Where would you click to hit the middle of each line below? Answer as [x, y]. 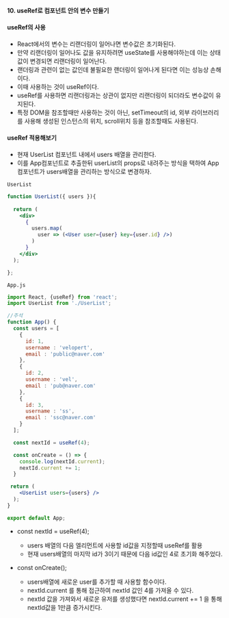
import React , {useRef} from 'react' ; [62, 297]
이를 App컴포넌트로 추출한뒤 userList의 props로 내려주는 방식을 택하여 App [118, 163]
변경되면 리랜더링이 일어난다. [68, 61]
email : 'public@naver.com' [65, 354]
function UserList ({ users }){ [52, 197]
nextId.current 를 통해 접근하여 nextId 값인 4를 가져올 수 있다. [110, 590]
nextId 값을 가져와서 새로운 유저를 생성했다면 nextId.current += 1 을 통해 [124, 599]
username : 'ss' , [50, 411]
